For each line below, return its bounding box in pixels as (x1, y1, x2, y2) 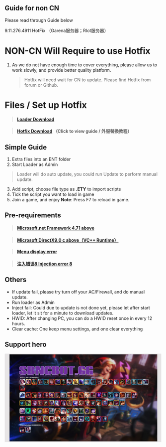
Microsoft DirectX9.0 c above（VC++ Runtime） (16, 237, 119, 243)
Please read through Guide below (4, 17, 73, 23)
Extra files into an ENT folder (11, 156, 71, 162)
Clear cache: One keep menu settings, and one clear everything (11, 326, 143, 332)
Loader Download (16, 116, 55, 122)
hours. (11, 320, 25, 326)
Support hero (4, 340, 47, 348)
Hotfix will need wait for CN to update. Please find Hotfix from (24, 77, 151, 83)
